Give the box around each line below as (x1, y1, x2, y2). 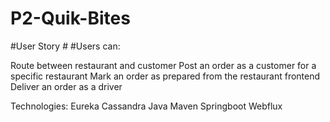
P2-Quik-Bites (10, 7, 131, 30)
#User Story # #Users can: (10, 40, 121, 52)
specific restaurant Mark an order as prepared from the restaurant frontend (10, 70, 321, 82)
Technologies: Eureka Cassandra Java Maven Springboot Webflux (10, 100, 283, 112)
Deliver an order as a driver (10, 80, 123, 92)
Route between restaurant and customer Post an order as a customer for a (10, 59, 317, 71)
